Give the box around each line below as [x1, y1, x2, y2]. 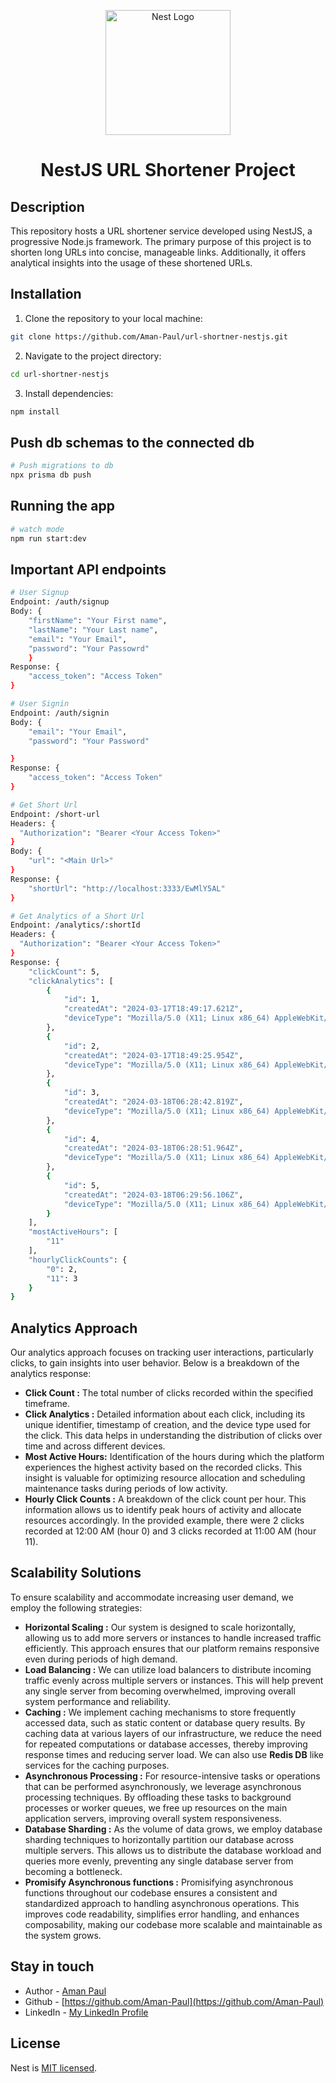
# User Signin [10, 699, 70, 709]
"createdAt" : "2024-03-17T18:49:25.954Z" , [63, 1050, 244, 1060]
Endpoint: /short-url [10, 809, 101, 819]
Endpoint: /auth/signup [10, 597, 110, 607]
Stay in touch [10, 1958, 95, 1975]
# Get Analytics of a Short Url [10, 911, 145, 921]
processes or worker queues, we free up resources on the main [24, 1801, 288, 1814]
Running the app [10, 498, 115, 515]
